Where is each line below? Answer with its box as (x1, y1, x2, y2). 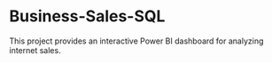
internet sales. (9, 44, 61, 55)
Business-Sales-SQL (9, 6, 166, 27)
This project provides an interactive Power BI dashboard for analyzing (9, 35, 264, 46)
